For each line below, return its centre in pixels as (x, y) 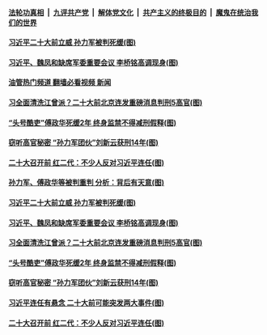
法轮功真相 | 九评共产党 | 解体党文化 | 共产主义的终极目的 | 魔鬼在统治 (130, 12)
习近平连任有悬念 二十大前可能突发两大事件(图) (86, 303)
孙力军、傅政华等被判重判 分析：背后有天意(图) (86, 183)
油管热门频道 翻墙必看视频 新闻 (60, 83)
